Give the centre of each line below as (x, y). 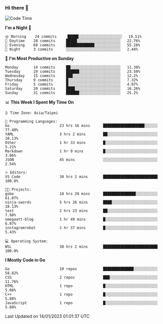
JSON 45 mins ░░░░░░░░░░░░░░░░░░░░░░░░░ (81, 160)
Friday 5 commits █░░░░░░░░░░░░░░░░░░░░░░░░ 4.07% (72, 85)
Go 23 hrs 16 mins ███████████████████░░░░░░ (81, 126)
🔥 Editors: (16, 173)
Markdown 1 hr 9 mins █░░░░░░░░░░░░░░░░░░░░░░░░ (81, 151)
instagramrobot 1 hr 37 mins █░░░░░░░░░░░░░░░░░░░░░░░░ (81, 228)
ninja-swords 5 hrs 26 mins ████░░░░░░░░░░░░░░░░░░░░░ (81, 202)
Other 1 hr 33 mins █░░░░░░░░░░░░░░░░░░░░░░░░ (81, 143)
